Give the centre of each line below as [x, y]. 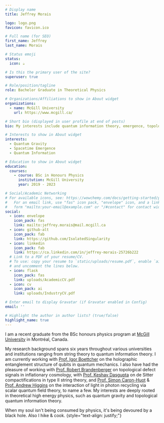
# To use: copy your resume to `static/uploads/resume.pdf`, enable [81, 262]
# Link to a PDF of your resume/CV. [47, 257]
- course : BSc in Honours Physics [49, 176]
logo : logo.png [20, 23]
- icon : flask [24, 270]
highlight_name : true [27, 320]
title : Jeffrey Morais [28, 14]
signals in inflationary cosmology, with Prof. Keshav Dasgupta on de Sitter [79, 375]
